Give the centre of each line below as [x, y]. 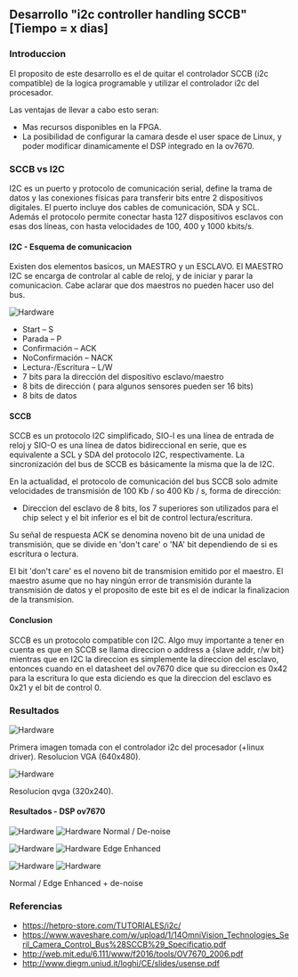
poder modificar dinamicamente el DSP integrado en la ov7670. [138, 145]
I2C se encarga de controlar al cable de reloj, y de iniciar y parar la [131, 276]
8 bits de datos [49, 396]
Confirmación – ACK [59, 349]
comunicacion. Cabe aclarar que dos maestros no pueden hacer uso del [141, 285]
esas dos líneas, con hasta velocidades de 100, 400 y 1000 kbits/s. [132, 226]
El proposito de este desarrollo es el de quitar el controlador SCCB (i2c [139, 73]
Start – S [38, 330]
